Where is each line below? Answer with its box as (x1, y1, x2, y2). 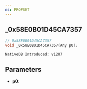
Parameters (5, 65, 42, 74)
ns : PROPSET (5, 7, 29, 12)
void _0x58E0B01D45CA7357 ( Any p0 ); (5, 43, 78, 48)
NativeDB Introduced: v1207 (5, 52, 63, 57)
